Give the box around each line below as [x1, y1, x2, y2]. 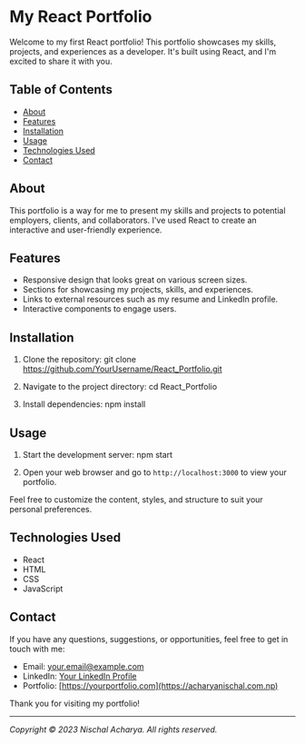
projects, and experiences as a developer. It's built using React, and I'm [9, 45, 277, 56]
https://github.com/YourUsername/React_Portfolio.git [22, 363, 222, 374]
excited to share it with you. [9, 55, 113, 66]
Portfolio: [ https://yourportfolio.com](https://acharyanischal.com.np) [22, 680, 279, 691]
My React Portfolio [9, 6, 152, 27]
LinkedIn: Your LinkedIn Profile [22, 670, 137, 681]
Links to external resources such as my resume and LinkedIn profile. [22, 293, 279, 305]
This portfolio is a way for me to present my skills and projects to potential [9, 204, 286, 215]
